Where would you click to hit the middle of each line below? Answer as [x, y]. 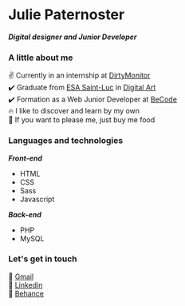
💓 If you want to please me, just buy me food [82, 120]
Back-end [25, 214]
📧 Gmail [21, 276]
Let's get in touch [43, 259]
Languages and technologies [66, 141]
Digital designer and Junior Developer [73, 37]
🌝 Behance [26, 293]
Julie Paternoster [67, 15]
